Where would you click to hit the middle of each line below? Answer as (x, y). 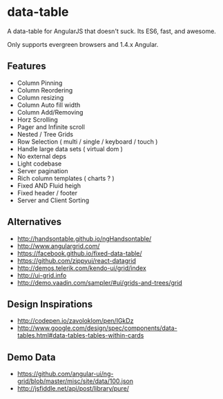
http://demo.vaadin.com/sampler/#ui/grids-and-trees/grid (100, 282)
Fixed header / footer (47, 193)
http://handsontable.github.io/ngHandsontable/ (84, 238)
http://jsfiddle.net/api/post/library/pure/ (73, 389)
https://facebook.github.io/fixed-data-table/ (80, 253)
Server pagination (42, 171)
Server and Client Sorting (53, 200)
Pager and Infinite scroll (51, 127)
